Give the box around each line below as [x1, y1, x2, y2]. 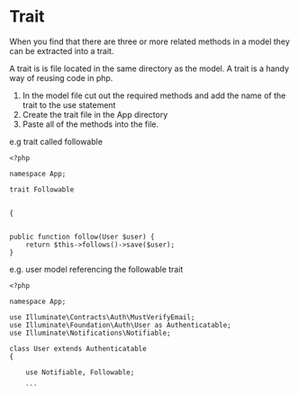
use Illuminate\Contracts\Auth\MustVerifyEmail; [9, 312, 195, 321]
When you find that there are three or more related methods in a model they [9, 36, 290, 47]
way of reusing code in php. [9, 72, 113, 83]
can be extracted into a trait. [9, 45, 114, 56]
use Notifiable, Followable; [25, 367, 135, 377]
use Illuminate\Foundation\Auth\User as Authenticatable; [9, 320, 231, 329]
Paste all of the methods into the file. [22, 119, 159, 130]
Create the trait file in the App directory [22, 109, 168, 120]
